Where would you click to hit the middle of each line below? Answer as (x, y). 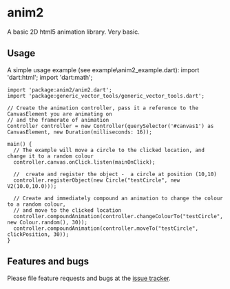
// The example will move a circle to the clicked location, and (109, 150)
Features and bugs (48, 262)
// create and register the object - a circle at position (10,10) (115, 174)
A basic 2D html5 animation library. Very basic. (73, 32)
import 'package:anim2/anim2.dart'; (60, 90)
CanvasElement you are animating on (60, 114)
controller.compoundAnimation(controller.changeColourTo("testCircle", (118, 216)
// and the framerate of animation (58, 120)
